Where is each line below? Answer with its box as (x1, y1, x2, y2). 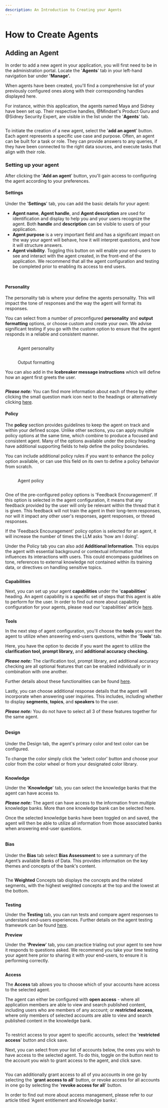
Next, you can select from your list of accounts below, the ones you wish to (5, 1046, 160, 1052)
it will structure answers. (12, 242, 63, 248)
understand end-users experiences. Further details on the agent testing (5, 917, 153, 923)
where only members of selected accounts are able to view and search (5, 1012, 151, 1018)
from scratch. (5, 463, 33, 469)
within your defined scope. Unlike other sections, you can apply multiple (5, 427, 154, 433)
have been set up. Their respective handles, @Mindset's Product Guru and (5, 108, 159, 114)
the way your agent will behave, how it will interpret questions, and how (12, 237, 160, 243)
